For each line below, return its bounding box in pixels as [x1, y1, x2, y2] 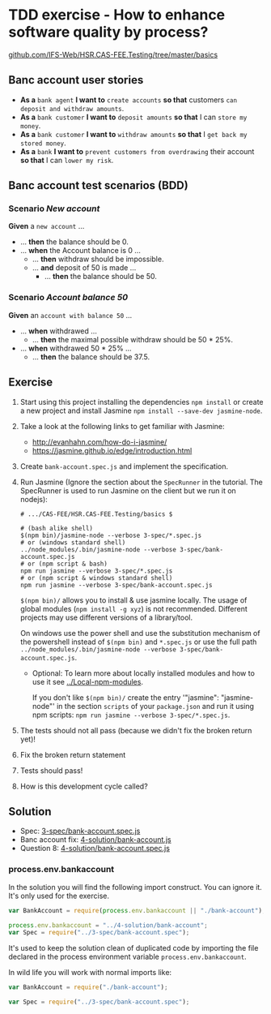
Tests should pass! [19, 765, 83, 776]
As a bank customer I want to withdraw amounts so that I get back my [19, 129, 248, 139]
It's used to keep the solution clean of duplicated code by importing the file [8, 943, 259, 953]
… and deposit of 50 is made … [32, 263, 137, 273]
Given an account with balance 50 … [8, 310, 133, 320]
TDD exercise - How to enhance [8, 6, 226, 24]
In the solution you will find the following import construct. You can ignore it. [8, 882, 263, 892]
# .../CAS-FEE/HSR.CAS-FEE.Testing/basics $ [19, 509, 173, 518]
